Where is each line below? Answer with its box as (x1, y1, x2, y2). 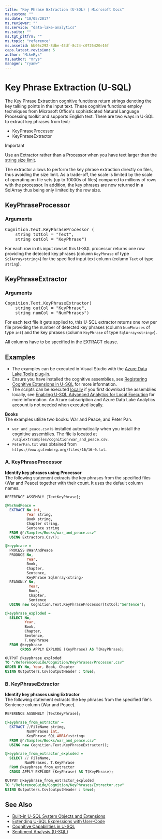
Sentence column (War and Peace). (5, 702, 76, 708)
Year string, (26, 512, 53, 517)
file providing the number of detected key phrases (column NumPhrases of (5, 324, 151, 330)
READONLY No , (9, 580, 36, 585)
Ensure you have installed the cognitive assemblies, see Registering (12, 376, 147, 382)
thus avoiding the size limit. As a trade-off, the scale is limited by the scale (5, 172, 153, 177)
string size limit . (5, 157, 37, 163)
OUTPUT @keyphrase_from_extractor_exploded (5, 778, 94, 783)
